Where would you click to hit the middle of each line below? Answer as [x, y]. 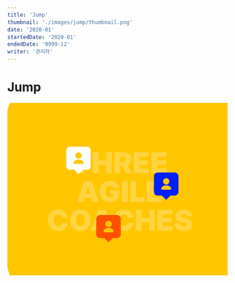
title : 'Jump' [28, 15]
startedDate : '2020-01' [42, 37]
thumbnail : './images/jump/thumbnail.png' [70, 22]
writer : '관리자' [30, 52]
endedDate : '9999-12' [39, 44]
